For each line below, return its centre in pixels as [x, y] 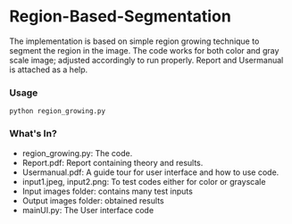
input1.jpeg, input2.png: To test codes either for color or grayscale [144, 181]
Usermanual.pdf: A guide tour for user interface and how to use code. [150, 172]
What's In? [33, 134]
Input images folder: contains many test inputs [108, 191]
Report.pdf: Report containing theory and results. [113, 162]
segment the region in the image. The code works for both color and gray [144, 50]
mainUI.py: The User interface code [88, 210]
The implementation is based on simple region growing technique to [134, 41]
